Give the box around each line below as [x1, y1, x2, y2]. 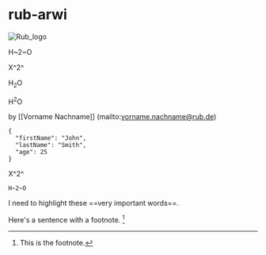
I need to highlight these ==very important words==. [8, 199, 180, 208]
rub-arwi [8, 6, 67, 24]
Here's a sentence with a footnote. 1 [8, 214, 125, 225]
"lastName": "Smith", [15, 141, 87, 149]
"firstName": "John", [15, 134, 87, 142]
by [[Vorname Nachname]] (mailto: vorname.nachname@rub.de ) [8, 112, 217, 122]
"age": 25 [15, 149, 47, 156]
